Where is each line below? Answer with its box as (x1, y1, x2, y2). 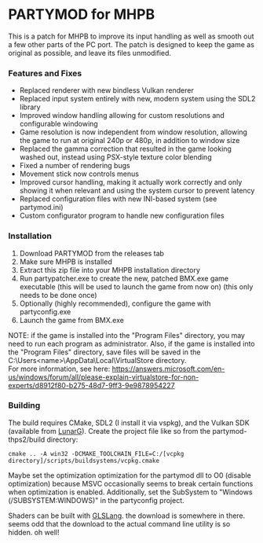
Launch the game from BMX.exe (19, 315, 124, 325)
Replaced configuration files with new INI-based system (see (19, 194, 217, 204)
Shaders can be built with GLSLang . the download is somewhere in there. (8, 511, 246, 520)
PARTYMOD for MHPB (8, 6, 155, 24)
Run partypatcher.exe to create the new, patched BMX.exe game (19, 273, 229, 283)
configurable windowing (19, 119, 98, 129)
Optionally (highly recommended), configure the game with (19, 299, 211, 308)
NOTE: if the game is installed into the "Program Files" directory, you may (8, 330, 246, 339)
